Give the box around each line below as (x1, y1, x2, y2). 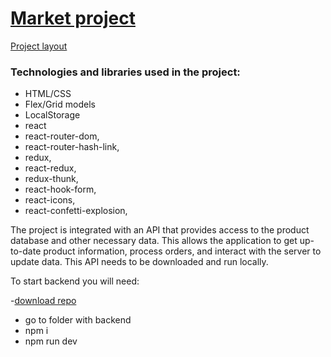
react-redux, (24, 162, 77, 174)
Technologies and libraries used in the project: (10, 65, 241, 79)
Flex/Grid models (24, 98, 96, 111)
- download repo (10, 295, 77, 307)
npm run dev (24, 335, 78, 347)
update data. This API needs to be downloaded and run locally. (10, 256, 269, 268)
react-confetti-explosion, (24, 205, 128, 217)
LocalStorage (24, 109, 81, 121)
